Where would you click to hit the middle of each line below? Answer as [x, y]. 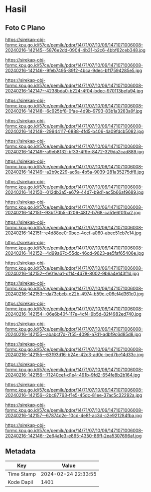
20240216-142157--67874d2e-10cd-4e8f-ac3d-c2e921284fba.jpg [74, 415]
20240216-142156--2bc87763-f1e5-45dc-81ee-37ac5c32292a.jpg [74, 395]
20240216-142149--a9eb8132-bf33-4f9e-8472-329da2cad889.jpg [75, 152]
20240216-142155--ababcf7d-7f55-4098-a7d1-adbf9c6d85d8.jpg [73, 334]
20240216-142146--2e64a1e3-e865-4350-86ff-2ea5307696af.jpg [74, 436]
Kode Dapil [20, 482]
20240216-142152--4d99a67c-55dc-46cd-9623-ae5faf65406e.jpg [75, 253]
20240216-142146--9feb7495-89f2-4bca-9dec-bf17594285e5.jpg [74, 70]
